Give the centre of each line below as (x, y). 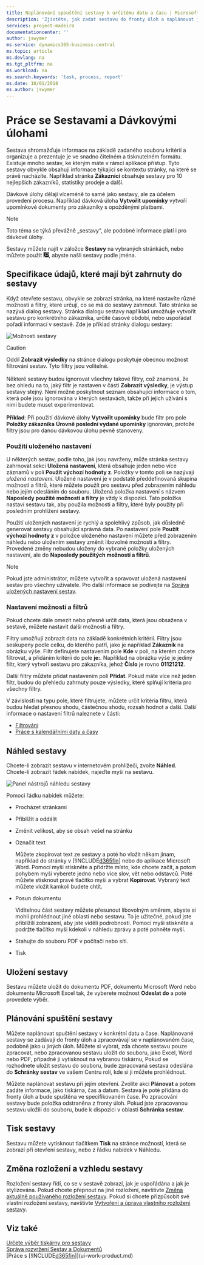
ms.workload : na (27, 70)
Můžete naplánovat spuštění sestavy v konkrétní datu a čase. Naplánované (100, 1033)
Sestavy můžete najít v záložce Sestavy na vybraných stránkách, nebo (95, 249)
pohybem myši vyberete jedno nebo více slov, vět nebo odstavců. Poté (104, 873)
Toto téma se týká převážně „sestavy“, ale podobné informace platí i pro (97, 231)
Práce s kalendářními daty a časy (56, 732)
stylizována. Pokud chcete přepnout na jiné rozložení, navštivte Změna (95, 1190)
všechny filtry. (24, 689)
